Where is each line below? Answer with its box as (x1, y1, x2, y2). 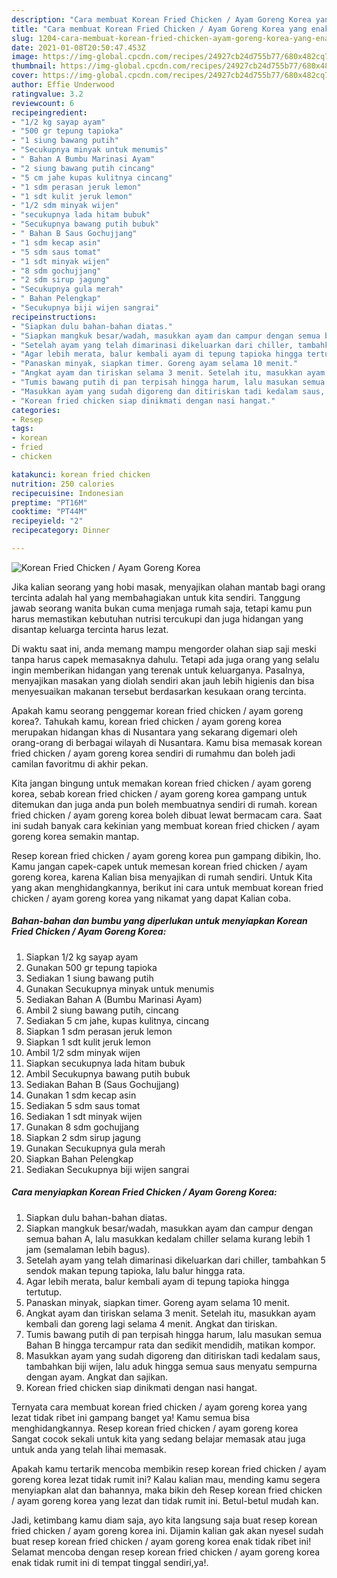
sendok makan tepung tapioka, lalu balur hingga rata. (25, 1264, 246, 1276)
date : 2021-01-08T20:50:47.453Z (11, 42, 146, 53)
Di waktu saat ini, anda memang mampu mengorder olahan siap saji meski (11, 642, 317, 655)
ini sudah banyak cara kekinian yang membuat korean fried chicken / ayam (11, 819, 320, 831)
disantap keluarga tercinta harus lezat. (11, 623, 169, 635)
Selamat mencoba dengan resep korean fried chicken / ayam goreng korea (11, 1546, 321, 1558)
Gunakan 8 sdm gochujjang (25, 1121, 140, 1133)
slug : (11, 33, 34, 43)
